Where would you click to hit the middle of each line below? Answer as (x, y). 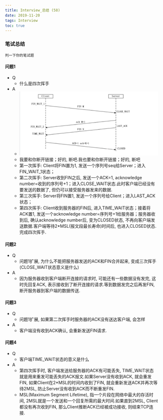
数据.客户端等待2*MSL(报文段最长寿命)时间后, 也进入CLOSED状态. (90, 226)
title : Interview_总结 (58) (33, 10)
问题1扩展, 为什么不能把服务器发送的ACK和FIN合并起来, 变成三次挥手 (88, 261)
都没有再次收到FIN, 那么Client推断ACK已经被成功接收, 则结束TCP (84, 407)
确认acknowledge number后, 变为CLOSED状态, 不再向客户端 (91, 220)
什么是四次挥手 (34, 83)
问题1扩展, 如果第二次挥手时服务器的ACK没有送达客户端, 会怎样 (82, 319)
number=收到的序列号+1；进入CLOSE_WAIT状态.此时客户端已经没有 (87, 184)
